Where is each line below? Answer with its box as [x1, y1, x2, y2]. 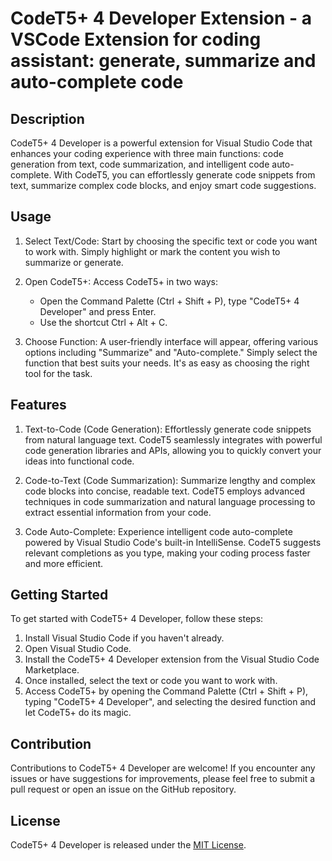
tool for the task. [24, 367, 93, 379]
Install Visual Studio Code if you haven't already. [24, 632, 225, 644]
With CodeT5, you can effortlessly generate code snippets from [53, 169, 316, 181]
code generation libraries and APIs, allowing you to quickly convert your [24, 444, 322, 456]
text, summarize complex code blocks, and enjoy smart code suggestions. [10, 180, 317, 191]
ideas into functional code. [24, 455, 135, 467]
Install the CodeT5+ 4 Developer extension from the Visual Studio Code [24, 653, 320, 666]
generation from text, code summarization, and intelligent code [10, 158, 270, 170]
